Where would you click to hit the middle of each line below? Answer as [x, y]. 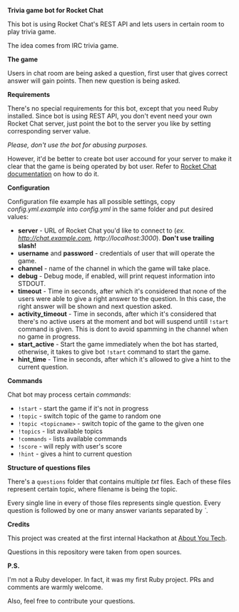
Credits [19, 524]
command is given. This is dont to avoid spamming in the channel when [123, 329]
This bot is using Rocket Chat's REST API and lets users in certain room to [116, 24]
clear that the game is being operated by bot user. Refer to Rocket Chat [112, 166]
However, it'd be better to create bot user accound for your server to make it [119, 159]
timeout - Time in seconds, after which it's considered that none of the [122, 291]
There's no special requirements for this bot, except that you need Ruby [113, 108]
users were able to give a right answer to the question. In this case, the [122, 299]
